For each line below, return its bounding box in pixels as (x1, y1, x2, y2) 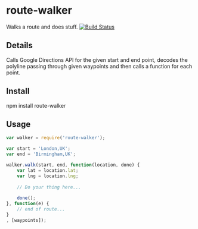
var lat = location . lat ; (17, 167, 79, 173)
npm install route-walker (6, 102, 66, 109)
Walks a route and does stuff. (6, 23, 78, 30)
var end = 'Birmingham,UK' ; (6, 151, 76, 158)
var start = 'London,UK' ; (6, 146, 70, 152)
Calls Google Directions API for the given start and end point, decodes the (6, 56, 188, 63)
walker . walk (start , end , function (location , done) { (6, 162, 140, 168)
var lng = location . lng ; (17, 173, 79, 179)
